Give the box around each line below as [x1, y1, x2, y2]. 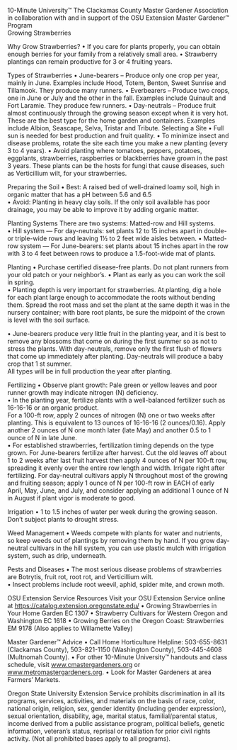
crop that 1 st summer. [7, 359, 72, 368]
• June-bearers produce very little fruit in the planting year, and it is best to [7, 330, 226, 337]
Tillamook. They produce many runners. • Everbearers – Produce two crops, [7, 86, 230, 94]
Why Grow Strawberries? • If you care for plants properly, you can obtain [7, 43, 221, 50]
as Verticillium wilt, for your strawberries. [7, 169, 127, 177]
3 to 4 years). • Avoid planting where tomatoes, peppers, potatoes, [7, 147, 203, 155]
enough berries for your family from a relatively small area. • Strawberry [7, 50, 218, 58]
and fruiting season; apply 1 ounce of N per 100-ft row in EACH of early [7, 478, 215, 487]
